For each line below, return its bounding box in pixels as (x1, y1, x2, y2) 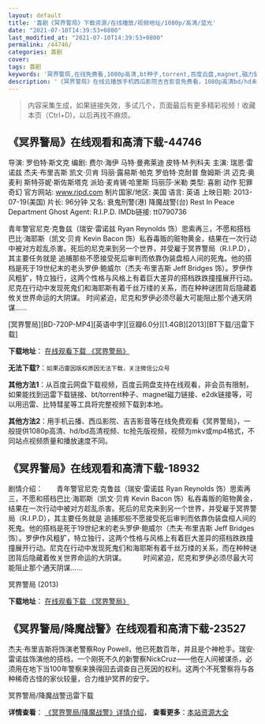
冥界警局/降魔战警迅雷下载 (8, 690, 95, 700)
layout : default (8, 11, 62, 20)
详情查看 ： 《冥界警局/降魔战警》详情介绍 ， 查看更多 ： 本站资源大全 (8, 707, 229, 717)
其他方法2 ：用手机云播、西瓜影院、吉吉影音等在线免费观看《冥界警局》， (8, 416, 244, 426)
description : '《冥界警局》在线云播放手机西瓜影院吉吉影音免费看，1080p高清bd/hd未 (8, 77, 258, 85)
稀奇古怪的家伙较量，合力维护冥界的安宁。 (14, 673, 154, 683)
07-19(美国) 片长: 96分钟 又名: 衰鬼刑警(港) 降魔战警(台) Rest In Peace (8, 197, 235, 207)
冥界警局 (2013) (8, 580, 59, 589)
